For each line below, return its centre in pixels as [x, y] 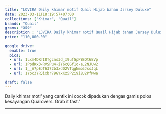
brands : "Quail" [22, 23]
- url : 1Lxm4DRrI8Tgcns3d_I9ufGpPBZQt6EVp [54, 59]
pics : [15, 55]
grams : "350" [19, 28]
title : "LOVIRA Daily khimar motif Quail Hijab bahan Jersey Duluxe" [78, 10]
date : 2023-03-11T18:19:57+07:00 [40, 14]
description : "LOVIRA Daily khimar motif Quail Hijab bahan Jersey [77, 32]
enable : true [23, 50]
